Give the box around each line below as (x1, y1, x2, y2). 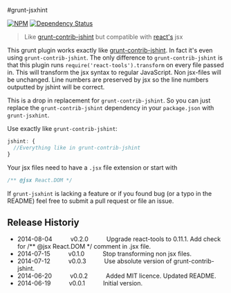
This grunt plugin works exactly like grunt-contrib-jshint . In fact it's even (7, 46, 213, 54)
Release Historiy (7, 216, 80, 228)
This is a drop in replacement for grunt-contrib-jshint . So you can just (7, 96, 211, 105)
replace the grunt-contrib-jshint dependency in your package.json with (7, 104, 214, 112)
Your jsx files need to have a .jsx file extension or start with (7, 163, 178, 172)
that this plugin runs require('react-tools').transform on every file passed (7, 61, 225, 69)
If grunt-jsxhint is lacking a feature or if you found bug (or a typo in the (7, 189, 212, 197)
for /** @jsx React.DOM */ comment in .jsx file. (17, 242, 151, 251)
